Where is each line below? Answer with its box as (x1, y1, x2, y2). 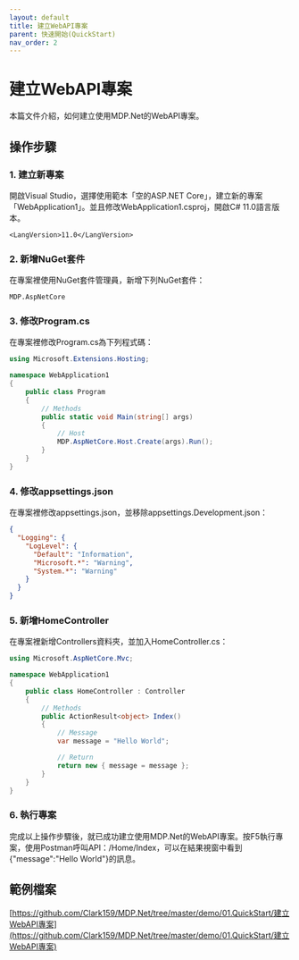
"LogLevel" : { (25, 542, 78, 551)
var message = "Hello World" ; (56, 737, 170, 746)
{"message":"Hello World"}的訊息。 (9, 853, 141, 863)
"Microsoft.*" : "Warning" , (32, 558, 134, 568)
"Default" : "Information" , (32, 550, 134, 559)
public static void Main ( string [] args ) (41, 412, 194, 421)
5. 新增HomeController (9, 614, 110, 627)
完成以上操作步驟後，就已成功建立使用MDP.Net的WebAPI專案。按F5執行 (9, 830, 276, 841)
